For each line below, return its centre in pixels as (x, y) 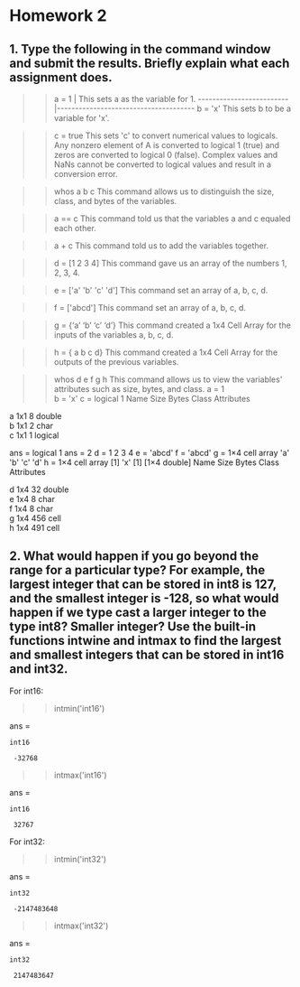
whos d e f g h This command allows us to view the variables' (168, 379)
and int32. (39, 669)
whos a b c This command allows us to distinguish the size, (164, 191)
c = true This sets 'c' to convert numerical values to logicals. (166, 135)
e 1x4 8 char (32, 499)
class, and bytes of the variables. (115, 201)
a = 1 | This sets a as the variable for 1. (125, 99)
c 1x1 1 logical (34, 435)
